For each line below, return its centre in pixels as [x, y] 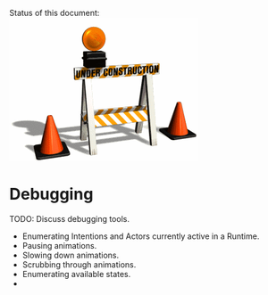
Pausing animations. [59, 245]
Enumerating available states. [76, 274]
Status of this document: [54, 13]
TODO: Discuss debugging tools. [69, 218]
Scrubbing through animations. [79, 264]
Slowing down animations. [71, 255]
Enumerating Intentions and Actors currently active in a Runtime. [141, 236]
